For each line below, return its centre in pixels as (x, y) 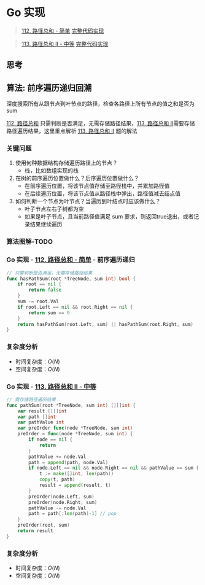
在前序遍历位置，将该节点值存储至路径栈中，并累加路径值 (97, 186)
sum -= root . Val (38, 301)
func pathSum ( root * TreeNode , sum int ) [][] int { (71, 405)
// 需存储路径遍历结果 (31, 400)
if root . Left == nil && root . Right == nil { (75, 307)
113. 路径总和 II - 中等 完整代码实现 (65, 44)
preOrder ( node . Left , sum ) (62, 497)
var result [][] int (42, 411)
